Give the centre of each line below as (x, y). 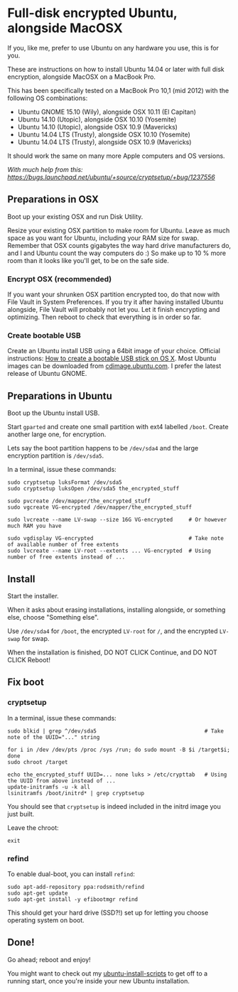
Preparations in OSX (53, 199)
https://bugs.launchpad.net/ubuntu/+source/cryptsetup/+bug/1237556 (111, 177)
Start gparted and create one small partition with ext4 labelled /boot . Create (118, 427)
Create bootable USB (44, 335)
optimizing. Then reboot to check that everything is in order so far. (104, 317)
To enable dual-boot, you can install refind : (71, 874)
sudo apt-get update (38, 893)
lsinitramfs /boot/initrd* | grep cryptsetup (76, 793)
